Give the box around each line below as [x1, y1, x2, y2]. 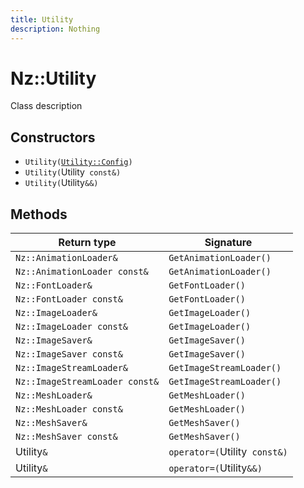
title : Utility [10, 14, 74, 25]
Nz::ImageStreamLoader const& [15, 376, 160, 388]
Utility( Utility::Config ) [24, 157, 133, 168]
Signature [204, 236, 253, 250]
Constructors [10, 129, 96, 146]
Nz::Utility [10, 67, 97, 90]
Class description [10, 100, 83, 112]
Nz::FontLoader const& [15, 294, 123, 305]
